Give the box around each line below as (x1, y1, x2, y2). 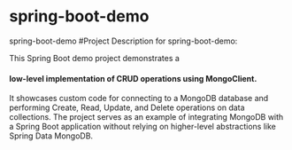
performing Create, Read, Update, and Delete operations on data (9, 102, 245, 113)
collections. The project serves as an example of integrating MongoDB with (9, 112, 284, 122)
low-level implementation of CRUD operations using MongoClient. (9, 73, 257, 83)
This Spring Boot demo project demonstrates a (9, 52, 180, 63)
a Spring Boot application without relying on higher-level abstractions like (9, 122, 277, 132)
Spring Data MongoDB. (9, 130, 94, 141)
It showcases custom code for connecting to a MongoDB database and (9, 93, 269, 104)
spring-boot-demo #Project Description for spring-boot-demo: (9, 36, 238, 46)
